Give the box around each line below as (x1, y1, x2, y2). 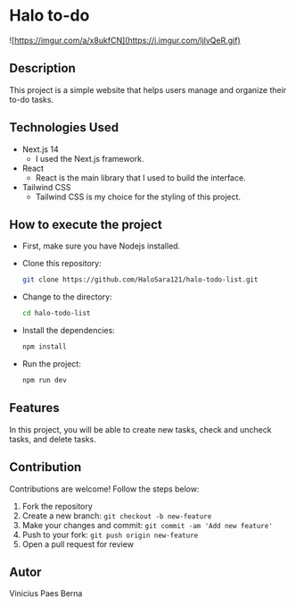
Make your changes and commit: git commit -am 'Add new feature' (21, 519, 274, 530)
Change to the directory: (21, 291, 113, 302)
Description (9, 61, 76, 76)
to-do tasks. (9, 94, 54, 105)
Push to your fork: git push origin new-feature (21, 529, 199, 540)
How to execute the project (9, 216, 162, 232)
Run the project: (21, 358, 82, 369)
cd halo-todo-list (21, 309, 91, 318)
